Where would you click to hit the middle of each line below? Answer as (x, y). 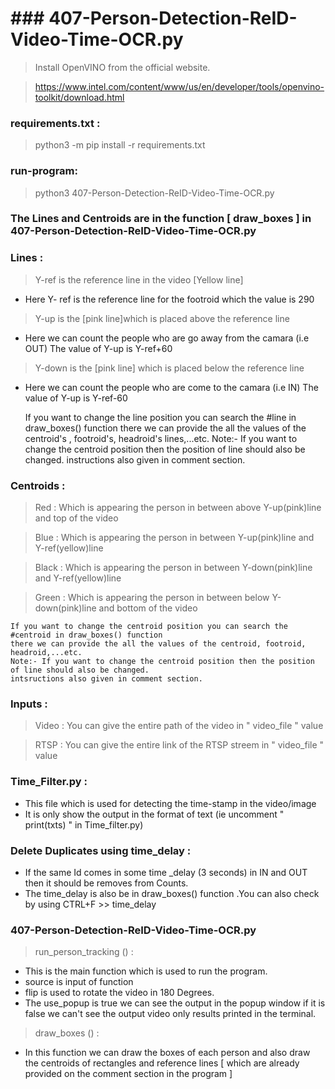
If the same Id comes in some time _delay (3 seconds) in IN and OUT (166, 872)
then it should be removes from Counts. (106, 883)
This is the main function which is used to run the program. (146, 971)
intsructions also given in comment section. (106, 679)
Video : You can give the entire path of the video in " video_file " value (179, 726)
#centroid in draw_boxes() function (86, 635)
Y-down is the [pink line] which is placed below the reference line (169, 368)
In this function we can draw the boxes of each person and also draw (167, 1053)
